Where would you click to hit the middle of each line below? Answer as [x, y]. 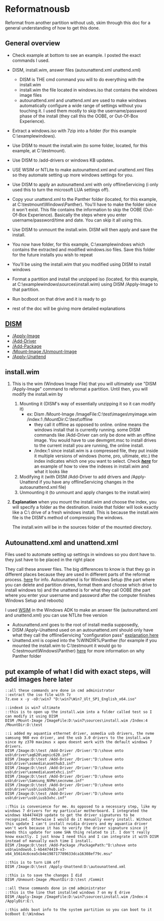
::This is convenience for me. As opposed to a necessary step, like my [81, 807]
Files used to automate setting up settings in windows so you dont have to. [80, 555]
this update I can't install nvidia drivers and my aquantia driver [76, 824]
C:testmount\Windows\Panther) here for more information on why [78, 651]
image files [31, 95]
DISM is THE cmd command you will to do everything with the [82, 79]
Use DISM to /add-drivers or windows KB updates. [63, 160]
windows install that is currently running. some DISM [87, 430]
